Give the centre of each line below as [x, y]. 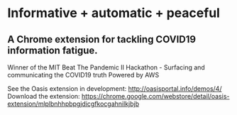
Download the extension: [44, 96]
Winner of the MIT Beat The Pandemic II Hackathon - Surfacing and [106, 67]
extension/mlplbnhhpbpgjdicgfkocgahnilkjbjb [73, 104]
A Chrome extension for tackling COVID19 [102, 39]
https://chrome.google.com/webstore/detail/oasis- [155, 96]
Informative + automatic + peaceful [114, 13]
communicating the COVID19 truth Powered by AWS [83, 75]
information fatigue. [53, 50]
